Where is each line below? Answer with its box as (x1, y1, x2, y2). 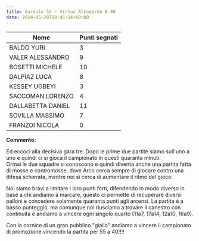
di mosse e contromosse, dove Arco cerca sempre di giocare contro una (6, 166, 184, 174)
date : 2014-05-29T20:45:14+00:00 (6, 14, 89, 20)
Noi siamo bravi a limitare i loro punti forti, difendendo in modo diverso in (6, 184, 185, 191)
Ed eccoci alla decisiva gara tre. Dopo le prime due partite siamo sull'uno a (6, 147, 189, 155)
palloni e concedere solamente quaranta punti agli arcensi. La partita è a (6, 197, 184, 205)
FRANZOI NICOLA (9, 120, 60, 129)
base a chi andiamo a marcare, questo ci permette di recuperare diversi (6, 191, 182, 198)
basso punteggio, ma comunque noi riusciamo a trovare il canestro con (6, 203, 181, 211)
